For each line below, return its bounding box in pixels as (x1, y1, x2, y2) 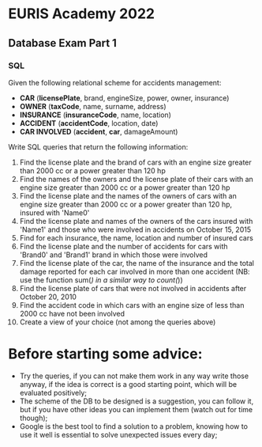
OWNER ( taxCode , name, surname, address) (19, 101, 167, 111)
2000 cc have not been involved (19, 309, 125, 318)
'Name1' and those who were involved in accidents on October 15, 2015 (19, 225, 251, 234)
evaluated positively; (19, 388, 88, 397)
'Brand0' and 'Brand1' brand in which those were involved (19, 250, 208, 259)
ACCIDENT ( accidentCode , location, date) (19, 118, 159, 127)
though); (19, 413, 48, 422)
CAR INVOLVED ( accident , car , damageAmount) (19, 127, 178, 136)
